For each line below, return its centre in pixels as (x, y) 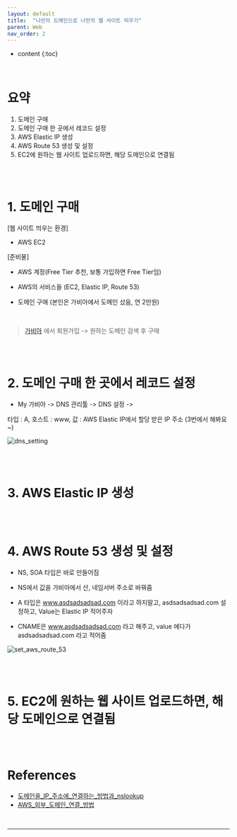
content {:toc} (38, 54)
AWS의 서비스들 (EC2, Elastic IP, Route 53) (78, 287)
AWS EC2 (31, 242)
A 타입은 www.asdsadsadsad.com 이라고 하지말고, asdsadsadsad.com (118, 602)
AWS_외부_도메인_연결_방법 (56, 804)
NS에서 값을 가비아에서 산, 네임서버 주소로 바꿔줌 (85, 587)
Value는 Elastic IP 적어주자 (75, 611)
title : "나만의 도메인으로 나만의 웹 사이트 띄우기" (75, 21)
